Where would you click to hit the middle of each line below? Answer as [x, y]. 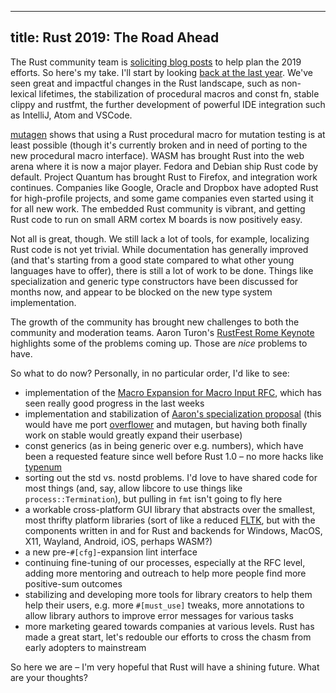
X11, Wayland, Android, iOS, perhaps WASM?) [118, 541]
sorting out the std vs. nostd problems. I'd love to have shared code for [171, 477]
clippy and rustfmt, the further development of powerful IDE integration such [168, 104]
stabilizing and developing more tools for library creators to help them [168, 594]
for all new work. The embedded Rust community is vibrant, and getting [158, 208]
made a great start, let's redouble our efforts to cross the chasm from [168, 637]
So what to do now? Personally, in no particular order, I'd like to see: [150, 373]
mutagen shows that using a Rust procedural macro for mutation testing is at [168, 134]
